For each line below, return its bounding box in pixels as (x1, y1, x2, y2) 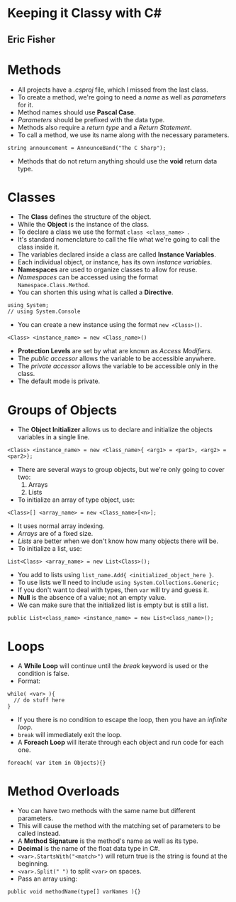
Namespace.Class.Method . (17, 281, 90, 289)
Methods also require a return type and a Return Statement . (17, 123, 192, 131)
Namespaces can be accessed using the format (17, 273, 158, 281)
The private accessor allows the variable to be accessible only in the (17, 362, 218, 370)
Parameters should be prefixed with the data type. (17, 115, 165, 124)
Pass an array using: (17, 874, 78, 883)
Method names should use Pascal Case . (17, 108, 136, 117)
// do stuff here (13, 697, 65, 704)
